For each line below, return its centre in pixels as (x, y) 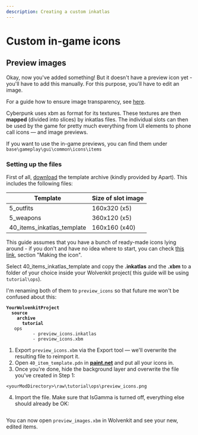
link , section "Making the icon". (44, 255)
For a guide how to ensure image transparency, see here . (76, 101)
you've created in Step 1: (45, 375)
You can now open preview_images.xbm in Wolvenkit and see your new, (92, 420)
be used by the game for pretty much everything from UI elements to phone (99, 126)
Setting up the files (34, 164)
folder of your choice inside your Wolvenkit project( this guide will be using (98, 273)
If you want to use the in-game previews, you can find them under (87, 143)
